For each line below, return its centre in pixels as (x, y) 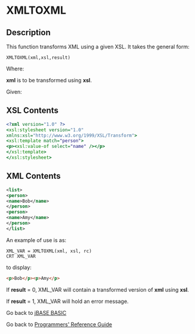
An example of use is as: (36, 240)
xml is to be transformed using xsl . (49, 80)
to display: (19, 267)
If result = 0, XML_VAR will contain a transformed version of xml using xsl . (97, 289)
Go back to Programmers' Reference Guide (59, 324)
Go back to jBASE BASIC (36, 313)
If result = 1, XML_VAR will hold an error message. (68, 301)
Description (28, 33)
